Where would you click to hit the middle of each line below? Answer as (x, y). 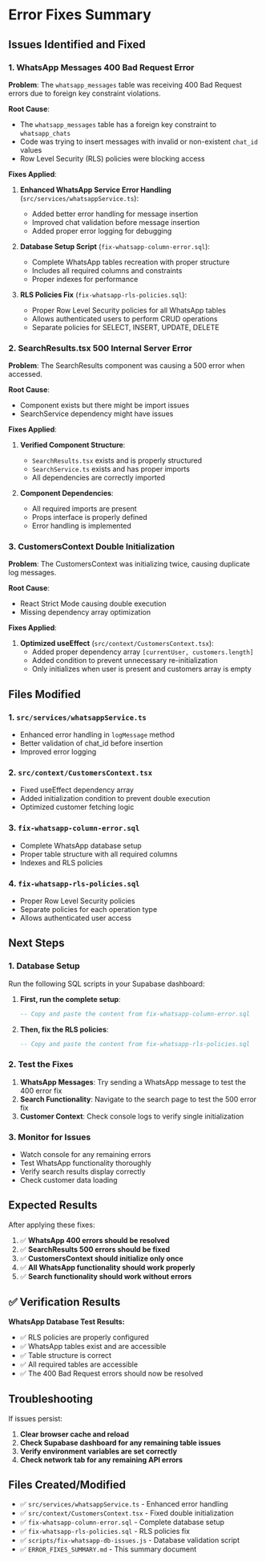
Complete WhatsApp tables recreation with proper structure (131, 262)
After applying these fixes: (52, 1225)
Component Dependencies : (66, 493)
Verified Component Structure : (73, 445)
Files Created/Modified (67, 1484)
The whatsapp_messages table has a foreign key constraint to (118, 124)
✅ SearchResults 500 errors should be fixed (95, 1249)
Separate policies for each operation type (89, 910)
